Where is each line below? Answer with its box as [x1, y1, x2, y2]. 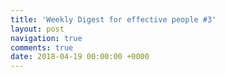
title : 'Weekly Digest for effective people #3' [10, 14, 217, 25]
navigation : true [10, 33, 83, 43]
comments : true [10, 42, 74, 53]
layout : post [10, 24, 65, 34]
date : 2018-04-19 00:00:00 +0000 [10, 52, 150, 62]
